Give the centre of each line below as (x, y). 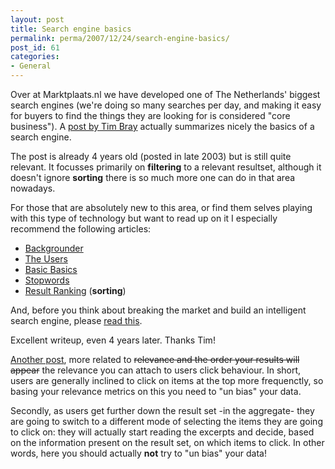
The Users (46, 259)
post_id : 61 (35, 47)
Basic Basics (51, 269)
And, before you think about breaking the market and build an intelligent (158, 310)
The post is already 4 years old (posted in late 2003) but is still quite (151, 156)
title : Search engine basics (71, 29)
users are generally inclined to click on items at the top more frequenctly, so (167, 380)
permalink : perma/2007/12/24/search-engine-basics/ (120, 38)
